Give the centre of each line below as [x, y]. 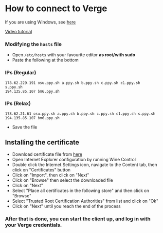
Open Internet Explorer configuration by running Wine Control [74, 159]
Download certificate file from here [47, 154]
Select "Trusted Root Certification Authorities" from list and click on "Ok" [85, 201]
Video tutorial [18, 31]
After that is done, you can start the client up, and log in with [78, 219]
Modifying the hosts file [34, 44]
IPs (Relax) [18, 104]
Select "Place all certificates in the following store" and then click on [81, 191]
